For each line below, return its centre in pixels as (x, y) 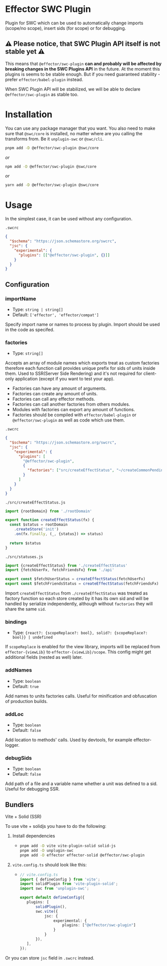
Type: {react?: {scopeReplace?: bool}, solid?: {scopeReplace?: (80, 633)
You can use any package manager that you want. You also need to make (80, 128)
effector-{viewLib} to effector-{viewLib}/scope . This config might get (78, 652)
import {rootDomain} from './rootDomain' (49, 511)
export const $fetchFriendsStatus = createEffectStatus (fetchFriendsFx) (82, 584)
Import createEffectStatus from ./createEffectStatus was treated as (77, 593)
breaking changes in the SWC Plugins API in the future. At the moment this (83, 69)
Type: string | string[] (38, 309)
